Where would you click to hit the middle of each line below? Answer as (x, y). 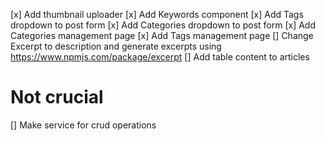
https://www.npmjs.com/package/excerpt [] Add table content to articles (160, 57)
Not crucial (57, 97)
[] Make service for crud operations (83, 125)
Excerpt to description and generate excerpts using (116, 46)
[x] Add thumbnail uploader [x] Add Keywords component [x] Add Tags (157, 14)
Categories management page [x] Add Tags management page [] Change (162, 35)
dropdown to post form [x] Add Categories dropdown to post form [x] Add (163, 25)
